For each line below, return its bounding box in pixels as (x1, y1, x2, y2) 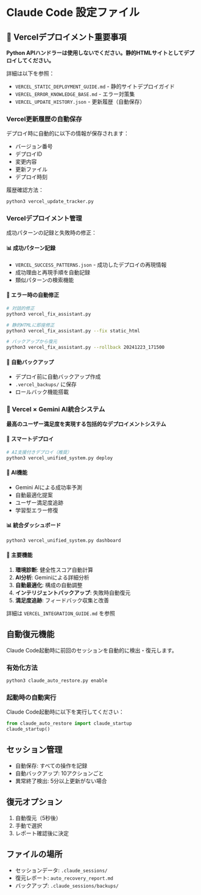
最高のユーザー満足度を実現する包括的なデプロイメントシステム (6, 420, 166, 428)
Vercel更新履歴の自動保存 (6, 114, 82, 123)
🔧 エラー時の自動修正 (6, 291, 60, 299)
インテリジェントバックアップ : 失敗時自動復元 (15, 589, 131, 596)
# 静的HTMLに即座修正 (6, 322, 55, 328)
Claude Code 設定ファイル (6, 5, 140, 20)
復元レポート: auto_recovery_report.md (15, 874, 114, 882)
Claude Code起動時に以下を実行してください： (6, 708, 124, 715)
